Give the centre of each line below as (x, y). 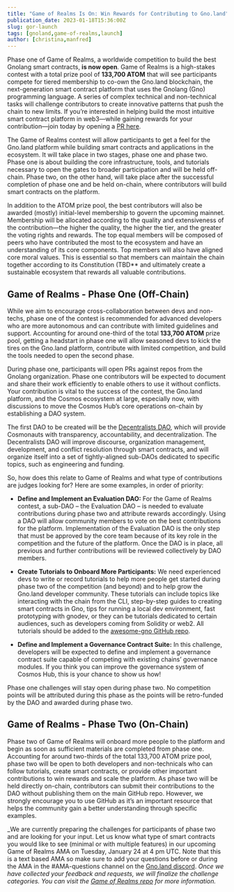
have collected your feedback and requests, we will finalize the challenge (113, 873)
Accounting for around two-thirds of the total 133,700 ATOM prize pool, (110, 756)
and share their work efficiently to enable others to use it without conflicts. (114, 383)
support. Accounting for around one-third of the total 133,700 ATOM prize (114, 333)
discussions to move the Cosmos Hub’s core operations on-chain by (105, 406)
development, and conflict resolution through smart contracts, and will (108, 449)
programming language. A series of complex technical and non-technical (112, 97)
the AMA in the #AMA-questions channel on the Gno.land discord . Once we (116, 866)
